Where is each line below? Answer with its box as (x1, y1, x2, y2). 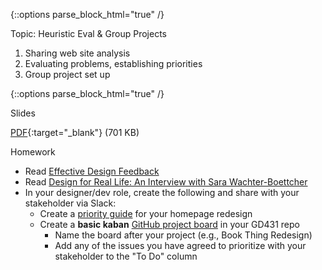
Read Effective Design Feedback (24, 165, 160, 177)
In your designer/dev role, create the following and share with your (24, 187, 300, 198)
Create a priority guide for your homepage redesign (39, 208, 253, 219)
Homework (10, 146, 56, 158)
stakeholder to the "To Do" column (54, 250, 198, 262)
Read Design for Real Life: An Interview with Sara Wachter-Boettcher (24, 176, 308, 188)
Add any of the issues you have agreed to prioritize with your (54, 240, 307, 251)
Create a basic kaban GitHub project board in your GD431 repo (39, 219, 300, 230)
